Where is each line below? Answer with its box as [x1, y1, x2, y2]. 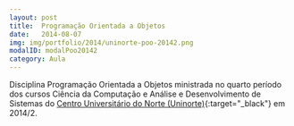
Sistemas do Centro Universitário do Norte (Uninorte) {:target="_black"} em [9, 98, 286, 108]
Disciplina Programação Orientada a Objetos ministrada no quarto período [9, 80, 282, 89]
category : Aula [9, 55, 66, 63]
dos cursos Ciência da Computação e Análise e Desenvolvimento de [9, 88, 262, 99]
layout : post [9, 13, 58, 22]
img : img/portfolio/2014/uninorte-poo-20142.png [9, 38, 194, 47]
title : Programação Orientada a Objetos [9, 21, 166, 30]
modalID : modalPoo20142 [9, 46, 98, 55]
